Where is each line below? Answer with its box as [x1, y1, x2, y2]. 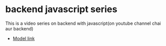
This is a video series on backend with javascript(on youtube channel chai [5, 20, 161, 26]
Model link [12, 35, 35, 41]
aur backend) [5, 25, 34, 31]
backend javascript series [5, 4, 117, 15]
